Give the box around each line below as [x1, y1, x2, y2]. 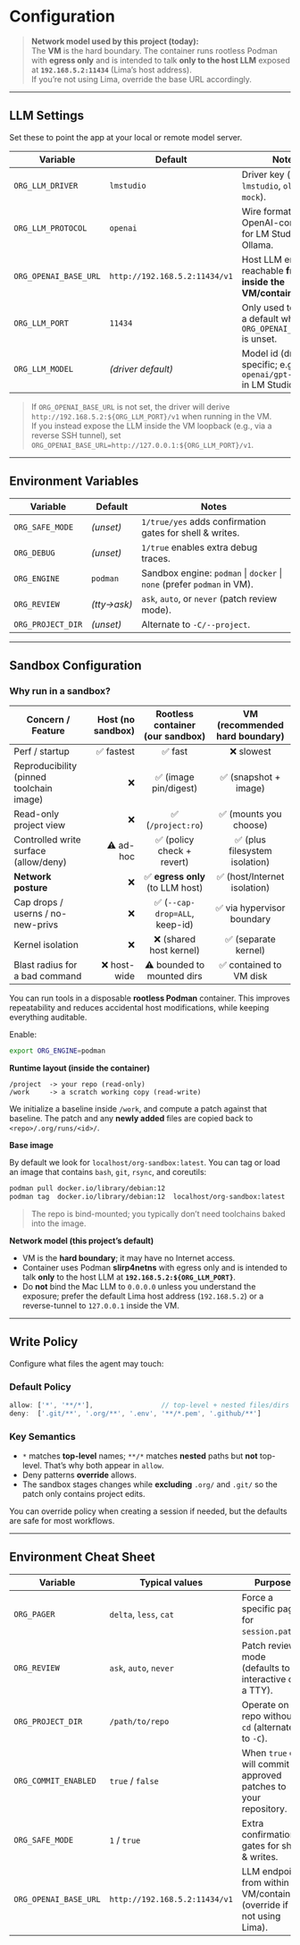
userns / [13, 908, 49, 920]
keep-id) [155, 918, 194, 931]
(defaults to [241, 1662, 290, 1674]
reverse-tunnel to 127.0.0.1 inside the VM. [21, 1299, 180, 1311]
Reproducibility [13, 760, 78, 773]
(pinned [13, 771, 46, 783]
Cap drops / [13, 896, 64, 909]
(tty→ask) [90, 597, 133, 610]
